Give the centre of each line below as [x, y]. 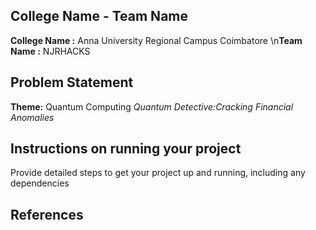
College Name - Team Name [99, 16]
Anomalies [32, 117]
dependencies [40, 183]
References [47, 214]
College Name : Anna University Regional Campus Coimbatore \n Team [156, 40]
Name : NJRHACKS [50, 51]
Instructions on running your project [126, 149]
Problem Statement [72, 82]
